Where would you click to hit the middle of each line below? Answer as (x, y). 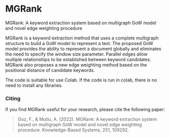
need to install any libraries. (34, 85)
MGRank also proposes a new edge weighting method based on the (76, 65)
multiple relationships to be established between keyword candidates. (78, 59)
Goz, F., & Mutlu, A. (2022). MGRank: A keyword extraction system (87, 119)
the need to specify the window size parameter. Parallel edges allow (77, 54)
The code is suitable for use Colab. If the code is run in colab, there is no (81, 80)
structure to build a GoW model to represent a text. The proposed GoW (79, 43)
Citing (13, 98)
